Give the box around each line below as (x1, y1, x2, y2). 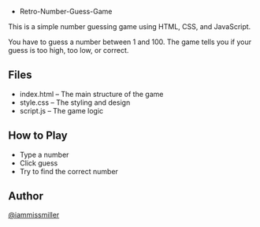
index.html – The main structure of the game (19, 89, 164, 99)
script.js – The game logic (19, 106, 104, 115)
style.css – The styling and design (19, 98, 131, 107)
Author (8, 189, 43, 203)
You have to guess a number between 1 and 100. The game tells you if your (8, 37, 252, 47)
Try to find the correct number (19, 166, 118, 176)
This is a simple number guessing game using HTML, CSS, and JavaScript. (8, 22, 251, 31)
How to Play (8, 129, 69, 143)
